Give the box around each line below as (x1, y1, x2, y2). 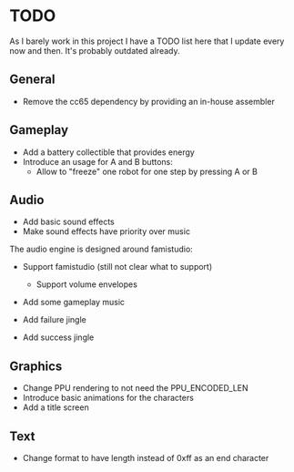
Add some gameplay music (22, 297, 126, 308)
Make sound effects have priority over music (22, 226, 191, 237)
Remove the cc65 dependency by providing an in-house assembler (22, 96, 275, 107)
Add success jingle (22, 332, 95, 343)
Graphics (9, 358, 63, 374)
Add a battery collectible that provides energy (22, 147, 196, 158)
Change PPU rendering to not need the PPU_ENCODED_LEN (22, 383, 248, 394)
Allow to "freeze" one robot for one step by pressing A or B (35, 166, 258, 177)
